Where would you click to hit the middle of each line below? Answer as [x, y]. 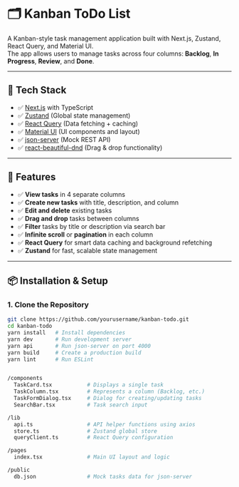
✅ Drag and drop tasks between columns [79, 218]
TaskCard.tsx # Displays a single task [89, 385]
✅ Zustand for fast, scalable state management [87, 250]
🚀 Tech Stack [37, 90]
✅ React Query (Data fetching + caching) [78, 123]
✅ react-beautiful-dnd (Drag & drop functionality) [90, 148]
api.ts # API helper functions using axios [105, 424]
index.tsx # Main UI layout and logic [92, 457]
